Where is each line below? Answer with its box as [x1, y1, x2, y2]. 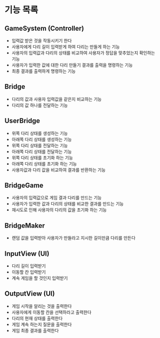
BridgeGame [4, 181, 43, 190]
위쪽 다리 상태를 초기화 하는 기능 [11, 155, 73, 160]
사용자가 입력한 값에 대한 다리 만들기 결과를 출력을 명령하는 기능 [11, 62, 133, 68]
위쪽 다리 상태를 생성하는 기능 [11, 130, 68, 136]
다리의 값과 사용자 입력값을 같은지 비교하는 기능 [11, 96, 102, 102]
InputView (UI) [4, 249, 50, 258]
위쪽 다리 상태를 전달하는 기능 [11, 142, 68, 148]
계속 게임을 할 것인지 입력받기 [11, 275, 68, 281]
